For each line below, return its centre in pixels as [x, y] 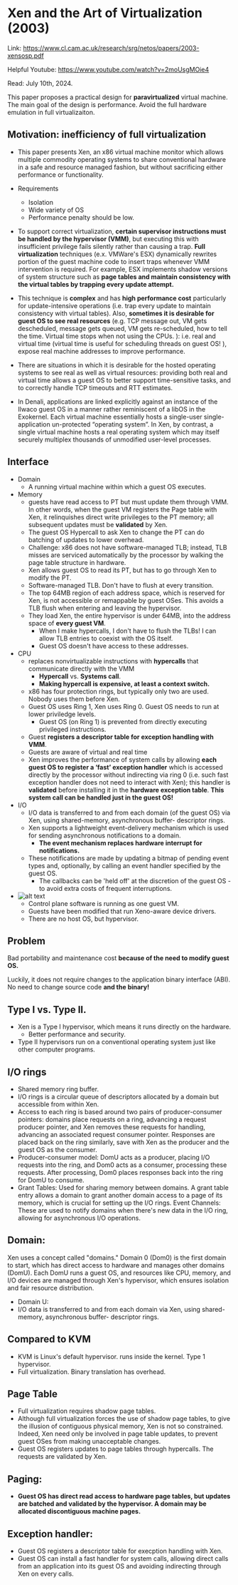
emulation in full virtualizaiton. [51, 112]
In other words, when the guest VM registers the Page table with [123, 509]
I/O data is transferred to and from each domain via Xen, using [109, 1309]
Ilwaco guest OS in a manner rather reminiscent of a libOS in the [112, 409]
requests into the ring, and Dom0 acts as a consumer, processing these [122, 1165]
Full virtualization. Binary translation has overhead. [92, 1372]
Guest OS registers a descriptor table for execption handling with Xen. [120, 1551]
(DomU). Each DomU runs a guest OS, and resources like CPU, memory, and [119, 1273]
